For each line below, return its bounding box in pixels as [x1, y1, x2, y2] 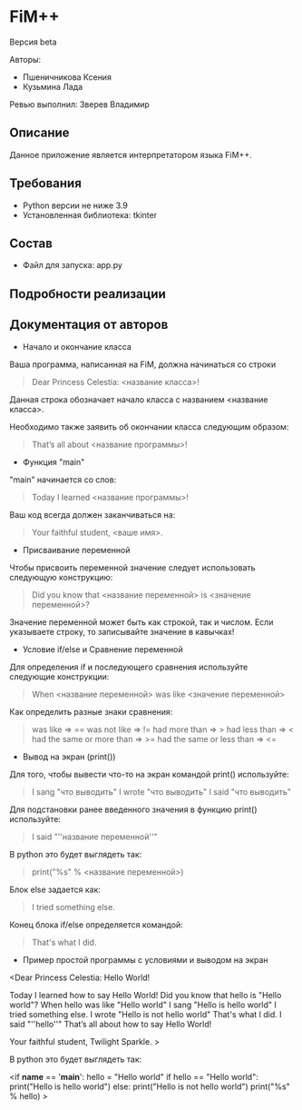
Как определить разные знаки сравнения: [9, 706, 173, 717]
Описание [9, 125, 70, 141]
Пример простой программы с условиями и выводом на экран [22, 954, 269, 965]
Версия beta [9, 36, 57, 47]
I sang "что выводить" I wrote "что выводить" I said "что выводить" [31, 786, 292, 797]
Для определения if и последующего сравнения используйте [9, 661, 248, 672]
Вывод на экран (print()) [22, 751, 116, 762]
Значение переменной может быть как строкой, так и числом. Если [9, 616, 274, 628]
